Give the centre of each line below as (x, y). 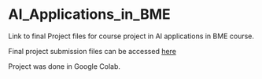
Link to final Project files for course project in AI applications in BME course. (131, 36)
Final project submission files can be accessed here (92, 51)
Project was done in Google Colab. (64, 66)
